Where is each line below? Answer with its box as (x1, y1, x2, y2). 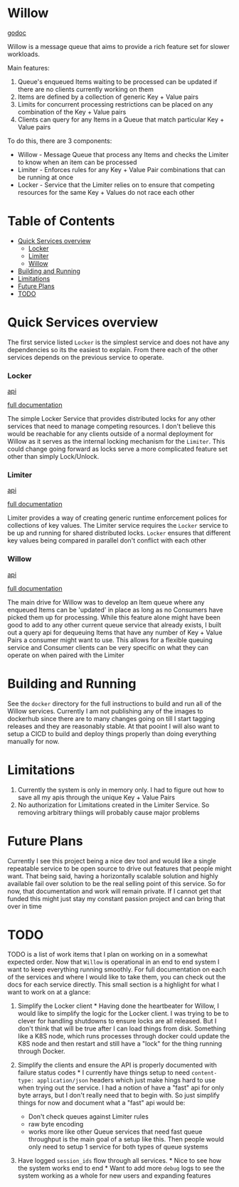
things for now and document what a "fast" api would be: (17, 1099, 186, 1107)
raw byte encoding (28, 1120, 84, 1129)
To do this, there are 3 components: (7, 137, 112, 145)
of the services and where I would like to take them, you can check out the (7, 973, 226, 981)
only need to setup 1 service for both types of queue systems (28, 1143, 208, 1151)
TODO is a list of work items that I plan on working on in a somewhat (7, 950, 208, 959)
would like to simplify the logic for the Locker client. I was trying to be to (17, 1009, 229, 1018)
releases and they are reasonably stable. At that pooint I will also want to (7, 722, 220, 730)
